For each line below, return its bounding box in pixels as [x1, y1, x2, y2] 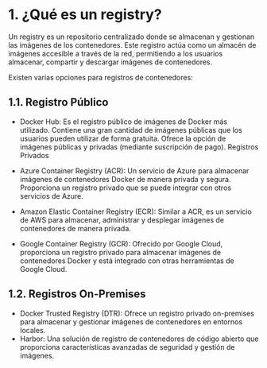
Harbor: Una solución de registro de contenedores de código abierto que [19, 334, 259, 343]
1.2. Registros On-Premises [8, 288, 146, 301]
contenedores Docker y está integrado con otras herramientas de [19, 256, 234, 265]
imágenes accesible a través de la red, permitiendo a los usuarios [8, 48, 223, 58]
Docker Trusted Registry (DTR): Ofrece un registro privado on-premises [19, 308, 255, 318]
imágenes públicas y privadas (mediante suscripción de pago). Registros [19, 141, 259, 152]
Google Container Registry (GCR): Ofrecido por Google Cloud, [19, 238, 223, 248]
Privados [19, 150, 49, 160]
